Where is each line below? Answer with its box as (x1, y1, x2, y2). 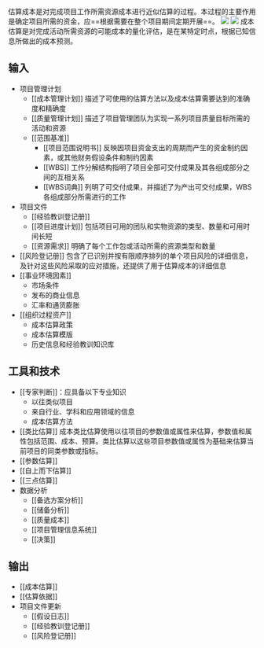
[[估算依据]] (19, 592, 58, 602)
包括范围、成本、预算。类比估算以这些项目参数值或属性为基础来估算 (26, 436, 247, 446)
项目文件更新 (19, 602, 61, 611)
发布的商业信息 (31, 290, 80, 300)
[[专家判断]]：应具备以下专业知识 (19, 387, 127, 396)
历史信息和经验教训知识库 (31, 339, 115, 348)
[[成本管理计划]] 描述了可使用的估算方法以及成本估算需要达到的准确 (31, 94, 250, 103)
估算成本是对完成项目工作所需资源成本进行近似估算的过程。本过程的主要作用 (8, 7, 256, 16)
